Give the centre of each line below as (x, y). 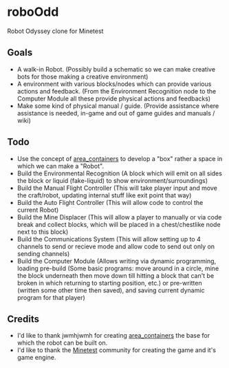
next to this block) (43, 232)
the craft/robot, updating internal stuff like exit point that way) (104, 195)
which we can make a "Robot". (61, 166)
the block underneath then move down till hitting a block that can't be (116, 275)
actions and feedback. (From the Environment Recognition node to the (117, 91)
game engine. (36, 358)
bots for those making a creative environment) (83, 76)
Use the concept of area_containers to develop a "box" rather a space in (120, 158)
